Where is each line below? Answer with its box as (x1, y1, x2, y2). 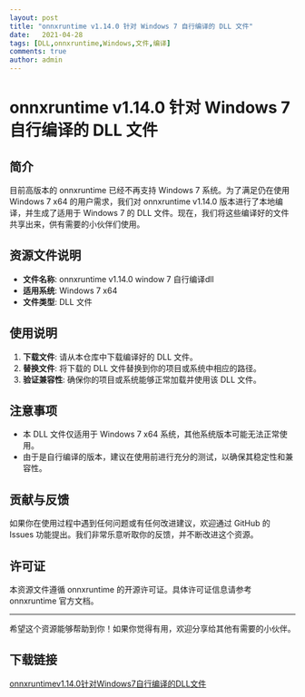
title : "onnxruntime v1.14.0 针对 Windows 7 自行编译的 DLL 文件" (9, 22, 254, 31)
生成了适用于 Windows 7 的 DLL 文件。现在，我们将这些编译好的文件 (33, 208, 290, 218)
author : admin (9, 55, 64, 64)
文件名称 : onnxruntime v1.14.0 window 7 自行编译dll (22, 273, 215, 284)
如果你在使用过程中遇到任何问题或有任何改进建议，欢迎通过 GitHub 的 (9, 518, 271, 529)
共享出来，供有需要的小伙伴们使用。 (9, 219, 145, 230)
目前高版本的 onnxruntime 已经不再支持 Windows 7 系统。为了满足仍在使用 (9, 185, 290, 195)
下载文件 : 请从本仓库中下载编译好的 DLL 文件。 (22, 351, 198, 362)
